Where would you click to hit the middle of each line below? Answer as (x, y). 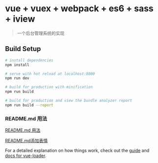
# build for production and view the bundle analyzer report (69, 101)
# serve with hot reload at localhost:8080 (50, 74)
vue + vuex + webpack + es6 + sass (79, 9)
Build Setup (23, 49)
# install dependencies (29, 60)
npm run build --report (29, 105)
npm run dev (17, 78)
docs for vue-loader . (26, 156)
